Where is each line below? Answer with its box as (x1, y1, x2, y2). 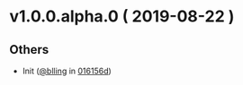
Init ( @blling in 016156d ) (22, 65, 112, 76)
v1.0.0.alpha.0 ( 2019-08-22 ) (9, 6, 235, 27)
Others (9, 42, 49, 57)
